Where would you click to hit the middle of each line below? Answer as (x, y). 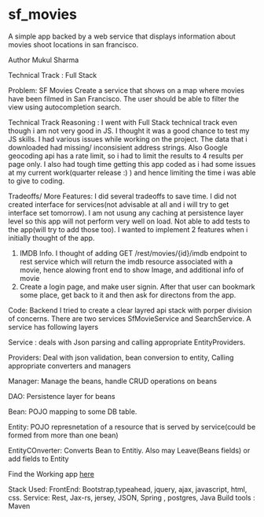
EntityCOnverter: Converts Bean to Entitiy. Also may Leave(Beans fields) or (129, 450)
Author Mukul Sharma (44, 60)
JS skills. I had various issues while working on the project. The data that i (128, 138)
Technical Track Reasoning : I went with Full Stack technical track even (123, 122)
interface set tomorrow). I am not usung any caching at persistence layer (126, 212)
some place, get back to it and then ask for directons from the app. (128, 295)
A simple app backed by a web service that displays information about (122, 36)
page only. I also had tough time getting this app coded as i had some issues (132, 164)
